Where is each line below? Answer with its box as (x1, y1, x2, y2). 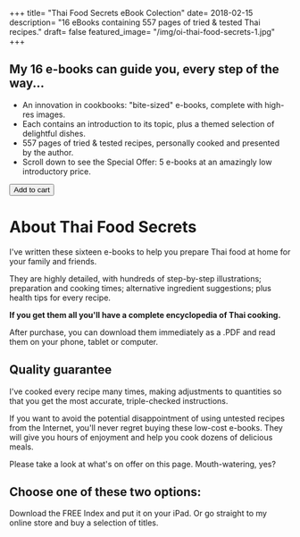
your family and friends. (9, 256, 97, 266)
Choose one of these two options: (9, 484, 202, 499)
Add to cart (13, 185, 51, 195)
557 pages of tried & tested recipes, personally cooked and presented (21, 138, 280, 148)
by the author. (21, 147, 74, 157)
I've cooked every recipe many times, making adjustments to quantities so (9, 386, 282, 397)
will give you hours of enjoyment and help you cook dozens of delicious (9, 432, 273, 442)
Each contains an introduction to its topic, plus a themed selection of (21, 118, 275, 129)
